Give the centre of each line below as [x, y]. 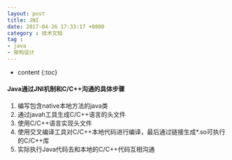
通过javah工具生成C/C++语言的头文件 [71, 115]
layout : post [26, 14]
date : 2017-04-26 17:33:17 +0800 [56, 26]
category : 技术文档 [35, 33]
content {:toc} [37, 72]
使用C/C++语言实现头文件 [55, 123]
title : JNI [23, 20]
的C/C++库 [33, 141]
